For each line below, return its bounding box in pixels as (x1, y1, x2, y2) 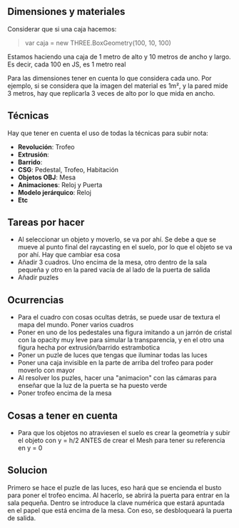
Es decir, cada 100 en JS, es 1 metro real (7, 60, 126, 69)
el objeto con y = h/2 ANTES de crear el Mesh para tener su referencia (17, 436, 225, 445)
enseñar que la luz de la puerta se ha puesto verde (17, 382, 168, 390)
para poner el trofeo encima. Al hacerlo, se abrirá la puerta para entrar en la (7, 491, 230, 499)
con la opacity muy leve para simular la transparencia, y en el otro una (17, 336, 225, 344)
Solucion (7, 464, 48, 477)
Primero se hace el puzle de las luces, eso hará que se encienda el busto (7, 483, 222, 492)
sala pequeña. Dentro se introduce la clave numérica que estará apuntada (7, 498, 225, 507)
